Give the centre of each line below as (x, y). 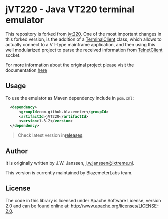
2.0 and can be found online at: (38, 206)
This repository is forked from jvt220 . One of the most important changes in (84, 34)
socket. (13, 55)
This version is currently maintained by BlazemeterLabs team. (69, 173)
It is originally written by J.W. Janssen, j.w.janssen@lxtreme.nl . (70, 163)
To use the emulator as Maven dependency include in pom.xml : (70, 98)
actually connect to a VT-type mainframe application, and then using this (81, 44)
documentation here (26, 70)
